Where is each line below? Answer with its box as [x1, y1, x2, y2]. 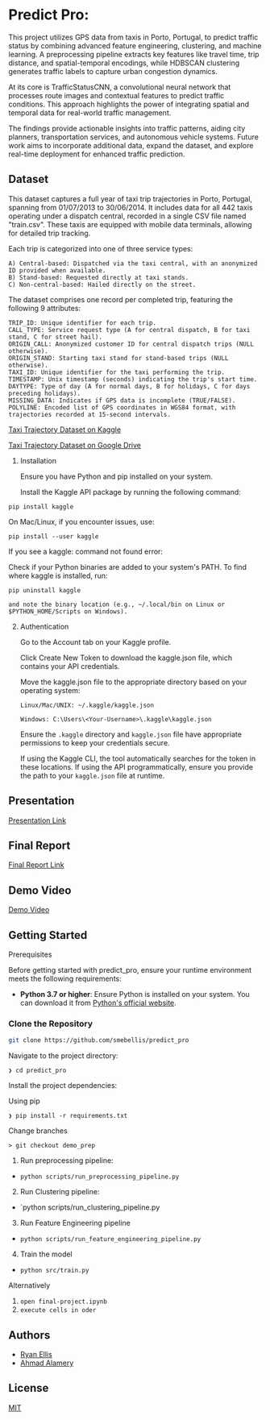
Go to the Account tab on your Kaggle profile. [19, 637, 172, 646]
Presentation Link [8, 816, 67, 825]
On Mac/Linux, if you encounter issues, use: [8, 517, 155, 526]
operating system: [19, 685, 81, 695]
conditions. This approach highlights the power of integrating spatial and [8, 99, 250, 109]
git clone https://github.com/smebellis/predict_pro [8, 1036, 189, 1044]
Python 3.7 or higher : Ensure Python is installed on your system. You [19, 990, 250, 999]
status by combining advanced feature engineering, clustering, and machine [8, 40, 262, 50]
